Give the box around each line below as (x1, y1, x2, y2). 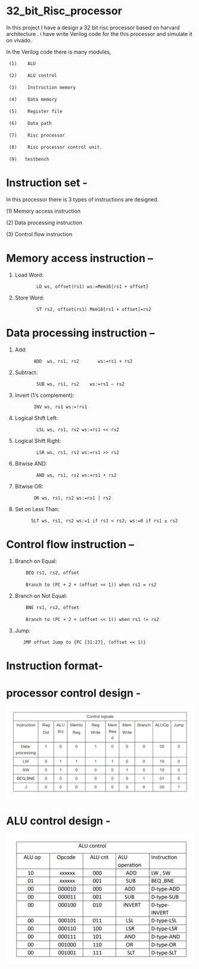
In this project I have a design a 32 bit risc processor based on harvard (6, 24, 180, 31)
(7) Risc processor (8, 132, 66, 138)
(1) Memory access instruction (6, 207, 81, 215)
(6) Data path (8, 120, 52, 126)
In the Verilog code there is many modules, (6, 48, 111, 55)
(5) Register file (8, 108, 63, 114)
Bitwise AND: (14, 460, 48, 467)
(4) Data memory (8, 96, 58, 102)
